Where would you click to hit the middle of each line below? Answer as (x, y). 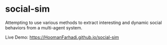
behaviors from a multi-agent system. (44, 27)
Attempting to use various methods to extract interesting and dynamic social (83, 22)
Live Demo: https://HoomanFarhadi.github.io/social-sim (62, 37)
